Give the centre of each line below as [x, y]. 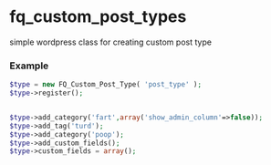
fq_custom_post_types [98, 17]
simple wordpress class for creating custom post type [111, 42]
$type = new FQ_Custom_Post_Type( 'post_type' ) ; [106, 85]
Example [29, 66]
